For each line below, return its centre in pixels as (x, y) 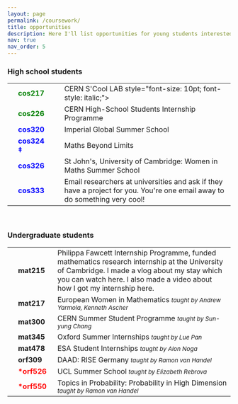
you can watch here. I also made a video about (135, 279)
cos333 (31, 190)
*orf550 (33, 386)
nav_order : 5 (27, 47)
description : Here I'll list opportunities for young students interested (120, 34)
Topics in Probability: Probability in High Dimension (142, 383)
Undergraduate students (51, 236)
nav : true (22, 40)
